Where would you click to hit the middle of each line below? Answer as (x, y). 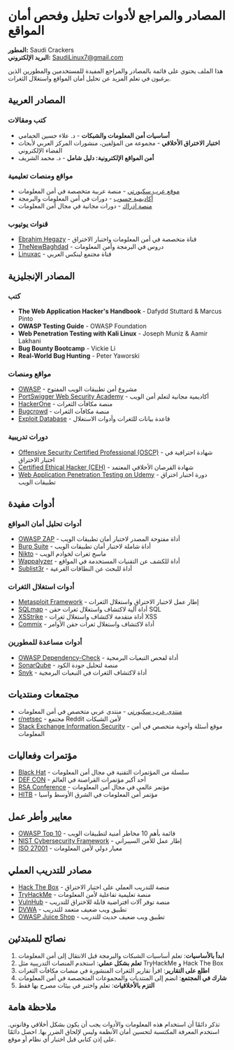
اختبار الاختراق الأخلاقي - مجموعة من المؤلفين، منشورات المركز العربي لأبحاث (119, 143)
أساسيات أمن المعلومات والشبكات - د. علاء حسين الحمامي (94, 135)
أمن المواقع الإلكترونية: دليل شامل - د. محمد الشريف (86, 157)
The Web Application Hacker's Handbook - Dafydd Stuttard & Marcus (120, 311)
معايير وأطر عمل (40, 816)
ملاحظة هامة (32, 1007)
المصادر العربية (37, 100)
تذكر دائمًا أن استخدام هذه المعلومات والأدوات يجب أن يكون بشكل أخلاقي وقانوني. (114, 1024)
